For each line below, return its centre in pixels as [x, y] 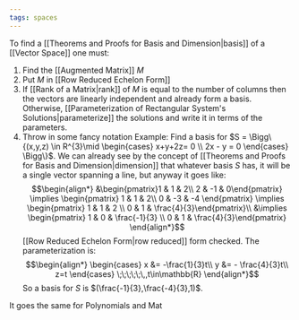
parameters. [45, 127]
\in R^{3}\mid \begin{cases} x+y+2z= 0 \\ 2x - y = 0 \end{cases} [170, 146]
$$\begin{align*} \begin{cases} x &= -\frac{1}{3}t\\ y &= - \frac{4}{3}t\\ [157, 264]
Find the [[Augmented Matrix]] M [83, 70]
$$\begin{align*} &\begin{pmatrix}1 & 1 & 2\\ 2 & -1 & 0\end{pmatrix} [157, 188]
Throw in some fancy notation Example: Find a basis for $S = [135, 136]
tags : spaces [34, 17]
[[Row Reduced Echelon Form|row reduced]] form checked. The [141, 241]
